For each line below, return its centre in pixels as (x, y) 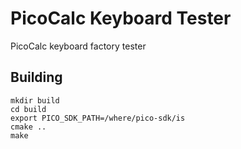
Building (36, 77)
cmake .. (28, 127)
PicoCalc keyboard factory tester (78, 46)
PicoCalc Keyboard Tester (121, 18)
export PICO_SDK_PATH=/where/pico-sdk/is (98, 118)
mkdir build (35, 100)
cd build (28, 109)
